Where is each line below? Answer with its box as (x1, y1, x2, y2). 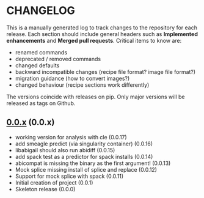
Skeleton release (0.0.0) (15, 185, 76, 193)
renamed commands (15, 48, 68, 56)
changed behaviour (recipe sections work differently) (15, 81, 150, 89)
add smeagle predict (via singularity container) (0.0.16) (15, 140, 153, 147)
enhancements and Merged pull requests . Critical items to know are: (6, 37, 182, 44)
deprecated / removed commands (15, 55, 101, 62)
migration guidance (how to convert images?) (15, 75, 130, 82)
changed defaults (15, 62, 60, 69)
